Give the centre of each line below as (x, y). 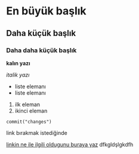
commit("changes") (29, 122)
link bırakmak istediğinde (37, 132)
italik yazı (18, 75)
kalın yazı (18, 63)
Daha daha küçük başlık (41, 50)
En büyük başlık (46, 11)
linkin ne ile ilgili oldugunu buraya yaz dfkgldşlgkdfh (70, 144)
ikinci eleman (31, 111)
